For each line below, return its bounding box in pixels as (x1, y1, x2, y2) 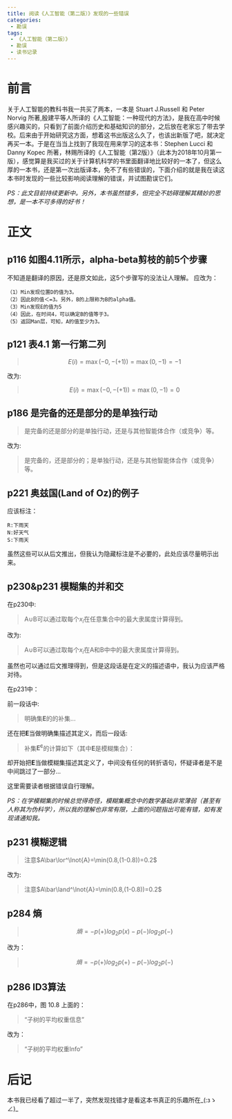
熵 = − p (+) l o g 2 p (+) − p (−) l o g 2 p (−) (75, 958, 174, 967)
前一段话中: (7, 700, 40, 708)
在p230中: (7, 600, 37, 609)
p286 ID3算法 (7, 981, 66, 993)
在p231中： (7, 684, 39, 693)
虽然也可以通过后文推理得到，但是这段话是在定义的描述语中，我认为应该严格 (7, 662, 225, 670)
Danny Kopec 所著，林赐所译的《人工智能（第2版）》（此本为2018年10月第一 (7, 148, 222, 156)
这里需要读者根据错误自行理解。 (7, 782, 98, 790)
